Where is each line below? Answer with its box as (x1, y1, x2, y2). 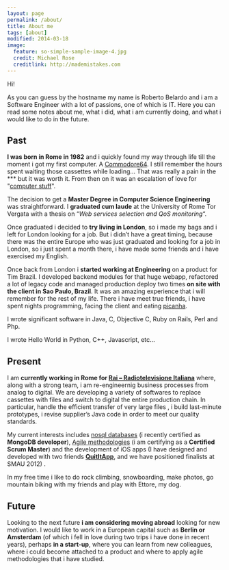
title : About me (7, 23, 53, 29)
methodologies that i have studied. (7, 555, 105, 563)
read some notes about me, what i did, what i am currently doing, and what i (7, 108, 221, 116)
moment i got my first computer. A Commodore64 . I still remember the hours (7, 160, 223, 169)
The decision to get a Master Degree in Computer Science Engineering (7, 195, 211, 203)
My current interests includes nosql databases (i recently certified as (7, 431, 201, 439)
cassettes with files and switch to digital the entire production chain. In (7, 395, 206, 404)
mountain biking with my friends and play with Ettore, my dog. (7, 480, 182, 488)
